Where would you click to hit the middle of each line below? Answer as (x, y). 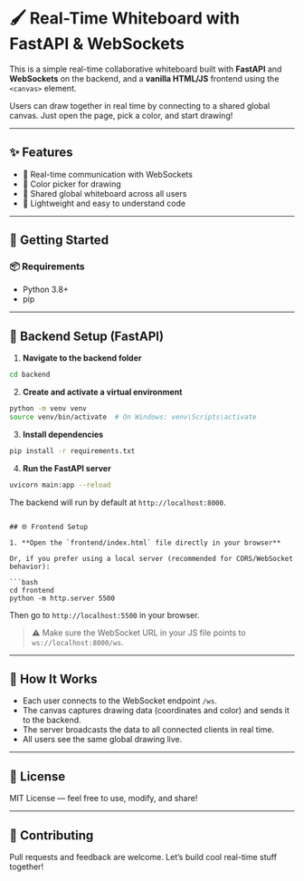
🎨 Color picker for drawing (72, 184)
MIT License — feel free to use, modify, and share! (104, 799)
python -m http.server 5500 (62, 598)
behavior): (30, 566)
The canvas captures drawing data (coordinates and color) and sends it (156, 711)
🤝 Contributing (52, 835)
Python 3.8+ (46, 290)
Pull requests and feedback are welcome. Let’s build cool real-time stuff (143, 857)
